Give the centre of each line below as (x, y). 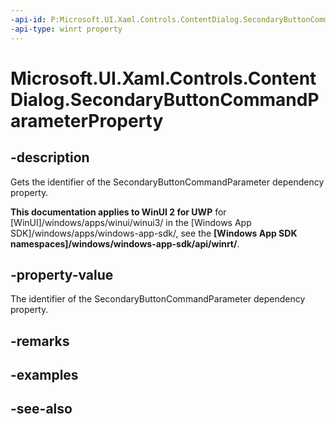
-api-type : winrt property (66, 29)
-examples (44, 375)
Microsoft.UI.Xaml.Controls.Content (163, 78)
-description (50, 157)
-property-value (62, 274)
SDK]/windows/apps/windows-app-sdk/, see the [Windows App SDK (154, 233)
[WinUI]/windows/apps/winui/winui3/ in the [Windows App (131, 222)
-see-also (41, 409)
